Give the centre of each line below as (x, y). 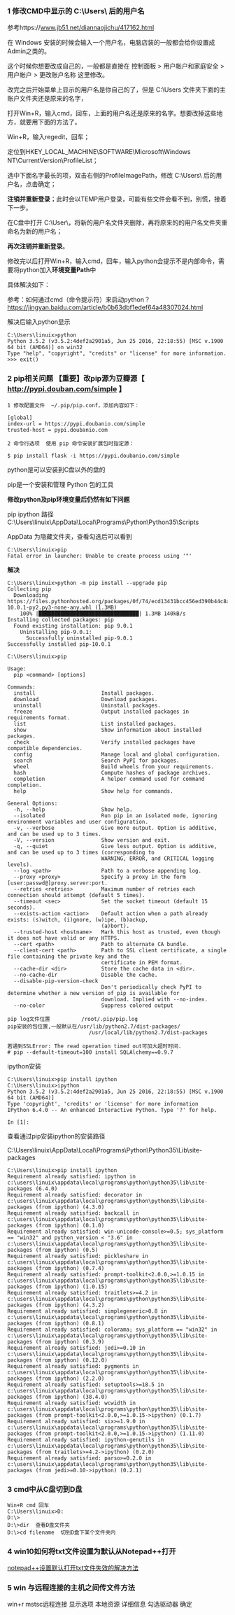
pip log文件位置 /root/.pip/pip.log (73, 1019)
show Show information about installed (107, 730)
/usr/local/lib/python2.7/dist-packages (148, 1032)
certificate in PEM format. (142, 962)
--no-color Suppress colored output (93, 1006)
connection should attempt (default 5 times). (76, 895)
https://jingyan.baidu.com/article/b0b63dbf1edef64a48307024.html (105, 308)
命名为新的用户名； (35, 232)
